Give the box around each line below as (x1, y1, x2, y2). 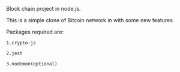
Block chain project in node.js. (6, 5, 81, 12)
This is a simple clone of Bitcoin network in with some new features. (6, 17, 175, 23)
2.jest (6, 50, 23, 56)
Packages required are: (6, 28, 64, 35)
